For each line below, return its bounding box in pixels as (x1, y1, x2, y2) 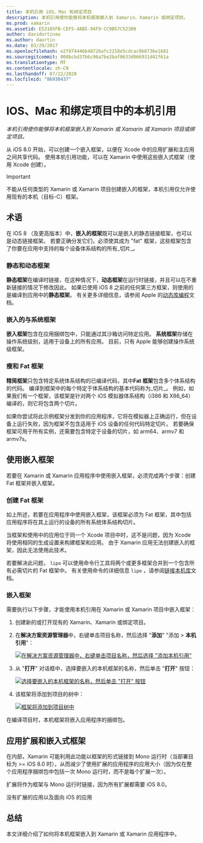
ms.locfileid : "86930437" (6, 76, 71, 82)
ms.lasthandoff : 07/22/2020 (6, 71, 77, 77)
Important (6, 173, 31, 180)
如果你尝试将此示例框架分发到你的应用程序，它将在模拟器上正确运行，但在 (6, 412, 192, 420)
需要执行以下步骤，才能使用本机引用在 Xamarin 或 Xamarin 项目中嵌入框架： (6, 606, 196, 613)
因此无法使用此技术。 (16, 546, 70, 553)
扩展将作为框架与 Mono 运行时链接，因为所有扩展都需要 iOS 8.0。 (6, 781, 170, 788)
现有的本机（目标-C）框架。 (11, 193, 82, 200)
